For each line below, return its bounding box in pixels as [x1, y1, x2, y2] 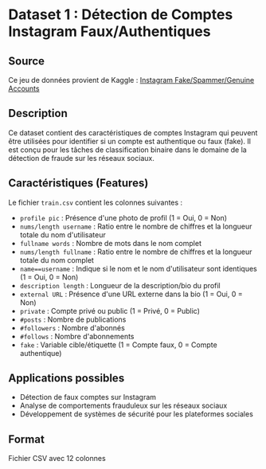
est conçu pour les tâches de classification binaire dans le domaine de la [8, 145, 247, 154]
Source [8, 54, 45, 68]
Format [8, 432, 45, 446]
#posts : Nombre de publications [19, 315, 127, 324]
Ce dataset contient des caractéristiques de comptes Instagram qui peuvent [8, 127, 258, 137]
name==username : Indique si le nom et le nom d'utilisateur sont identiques [19, 264, 257, 273]
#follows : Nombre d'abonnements [19, 331, 135, 341]
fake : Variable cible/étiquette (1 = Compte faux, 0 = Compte [19, 340, 217, 350]
